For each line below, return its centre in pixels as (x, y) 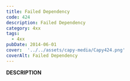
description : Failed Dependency (46, 22)
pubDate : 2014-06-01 (32, 45)
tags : (13, 34)
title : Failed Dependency (38, 12)
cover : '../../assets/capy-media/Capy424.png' (66, 50)
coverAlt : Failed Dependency (42, 56)
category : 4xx (24, 28)
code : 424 (18, 17)
